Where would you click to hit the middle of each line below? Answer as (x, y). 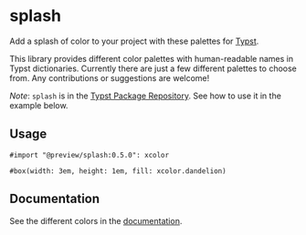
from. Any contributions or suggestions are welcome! (110, 77)
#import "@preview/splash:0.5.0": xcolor (90, 155)
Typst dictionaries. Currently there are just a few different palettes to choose (153, 68)
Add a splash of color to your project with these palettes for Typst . (134, 41)
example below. (39, 105)
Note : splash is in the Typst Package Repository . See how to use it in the (145, 96)
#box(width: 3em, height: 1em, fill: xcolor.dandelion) (118, 171)
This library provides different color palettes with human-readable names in (152, 58)
